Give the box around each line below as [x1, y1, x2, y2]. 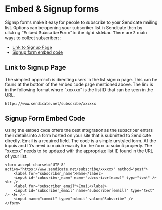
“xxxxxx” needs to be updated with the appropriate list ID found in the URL [5, 148, 153, 154]
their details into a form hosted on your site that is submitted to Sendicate [5, 132, 151, 138]
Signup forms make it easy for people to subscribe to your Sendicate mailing [5, 19, 158, 25]
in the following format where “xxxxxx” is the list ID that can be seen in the [5, 86, 153, 93]
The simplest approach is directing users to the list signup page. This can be [5, 76, 158, 82]
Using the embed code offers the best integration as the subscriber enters [5, 127, 153, 133]
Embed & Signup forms [5, 3, 99, 15]
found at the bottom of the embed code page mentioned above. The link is [5, 81, 153, 87]
